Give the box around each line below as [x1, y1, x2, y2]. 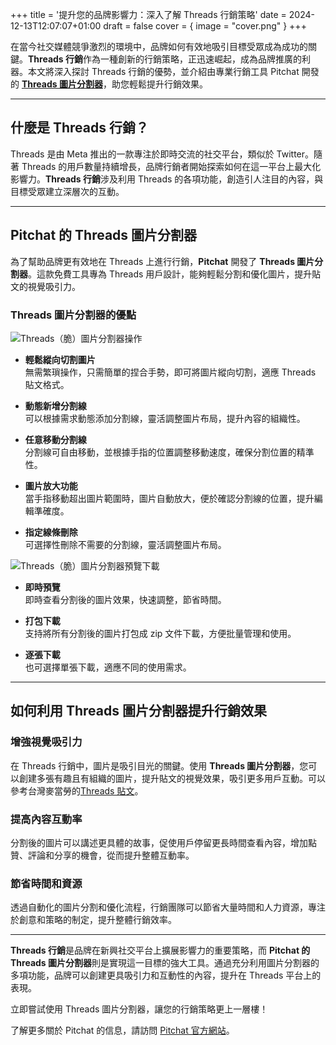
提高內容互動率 [10, 812, 83, 826]
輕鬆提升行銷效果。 [128, 78, 208, 90]
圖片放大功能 [24, 479, 78, 492]
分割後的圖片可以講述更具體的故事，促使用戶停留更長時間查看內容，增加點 [10, 836, 317, 848]
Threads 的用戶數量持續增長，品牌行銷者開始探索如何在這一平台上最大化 [21, 160, 322, 172]
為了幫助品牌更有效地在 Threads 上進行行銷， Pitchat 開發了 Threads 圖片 [10, 255, 315, 267]
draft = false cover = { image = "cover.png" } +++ [103, 20, 307, 32]
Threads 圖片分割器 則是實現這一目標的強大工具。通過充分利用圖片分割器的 [10, 957, 320, 969]
